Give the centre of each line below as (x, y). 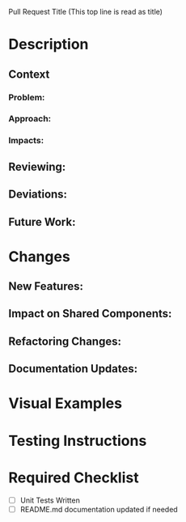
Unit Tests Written (50, 500)
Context (29, 74)
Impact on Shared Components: (90, 314)
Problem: (27, 97)
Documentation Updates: (73, 369)
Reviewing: (37, 166)
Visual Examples (66, 403)
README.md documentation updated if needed (99, 509)
